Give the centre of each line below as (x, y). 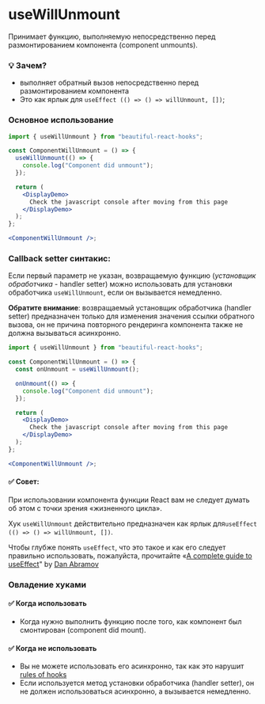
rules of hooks (43, 675)
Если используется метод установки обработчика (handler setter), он (137, 683)
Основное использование (61, 120)
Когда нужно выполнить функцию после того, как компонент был (131, 622)
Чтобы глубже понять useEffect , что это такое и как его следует (117, 547)
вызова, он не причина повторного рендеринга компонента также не (126, 325)
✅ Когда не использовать (53, 648)
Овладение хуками (47, 584)
